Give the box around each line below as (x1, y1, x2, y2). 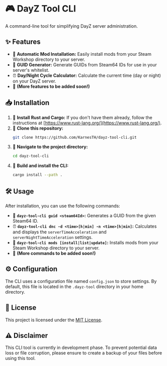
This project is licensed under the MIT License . (5, 317, 103, 323)
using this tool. (5, 355, 36, 361)
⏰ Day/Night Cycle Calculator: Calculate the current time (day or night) (12, 72, 161, 78)
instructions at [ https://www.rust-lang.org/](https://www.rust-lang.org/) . (12, 120, 162, 126)
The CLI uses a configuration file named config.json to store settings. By (5, 278, 157, 284)
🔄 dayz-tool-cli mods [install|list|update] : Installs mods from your (12, 240, 158, 245)
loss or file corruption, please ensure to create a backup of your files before (5, 350, 162, 356)
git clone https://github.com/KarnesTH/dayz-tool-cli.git (12, 135, 137, 140)
